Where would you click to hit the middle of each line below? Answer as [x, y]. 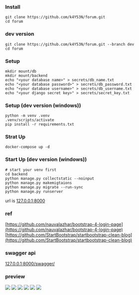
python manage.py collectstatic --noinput [50, 178]
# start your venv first [31, 170]
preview [15, 277]
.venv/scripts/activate [30, 120]
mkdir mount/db [21, 71]
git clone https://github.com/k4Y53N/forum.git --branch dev [70, 44]
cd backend [16, 174]
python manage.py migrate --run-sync [44, 187]
